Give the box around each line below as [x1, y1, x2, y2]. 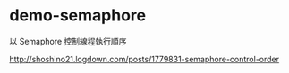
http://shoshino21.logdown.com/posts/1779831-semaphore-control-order [9, 53, 280, 64]
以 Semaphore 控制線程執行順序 [9, 36, 127, 46]
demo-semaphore [9, 5, 146, 26]
